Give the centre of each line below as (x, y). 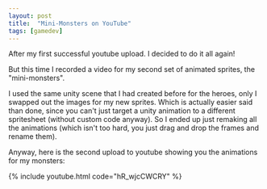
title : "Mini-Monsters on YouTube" (70, 23)
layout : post (30, 16)
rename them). (33, 136)
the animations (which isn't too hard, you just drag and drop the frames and (134, 128)
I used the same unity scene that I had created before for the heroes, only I (133, 94)
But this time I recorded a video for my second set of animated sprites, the (132, 69)
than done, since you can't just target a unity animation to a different (122, 111)
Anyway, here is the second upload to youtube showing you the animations (133, 152)
